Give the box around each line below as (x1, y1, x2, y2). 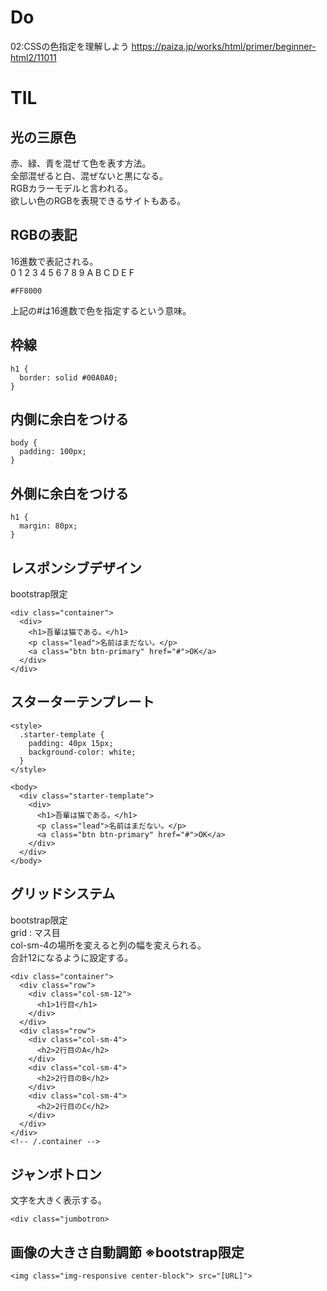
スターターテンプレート (10, 694, 155, 711)
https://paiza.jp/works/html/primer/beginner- (131, 40, 317, 52)
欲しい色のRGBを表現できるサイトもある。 (10, 194, 187, 206)
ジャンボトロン (10, 1166, 102, 1183)
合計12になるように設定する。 (10, 951, 134, 963)
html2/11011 (10, 51, 57, 63)
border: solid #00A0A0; (19, 372, 118, 383)
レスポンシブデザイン (10, 559, 142, 576)
